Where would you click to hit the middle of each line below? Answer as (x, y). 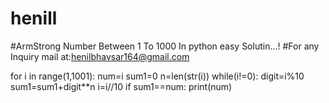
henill (34, 18)
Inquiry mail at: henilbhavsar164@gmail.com (100, 56)
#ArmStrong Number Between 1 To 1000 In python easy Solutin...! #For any (165, 46)
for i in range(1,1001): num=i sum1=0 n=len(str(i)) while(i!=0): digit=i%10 (157, 76)
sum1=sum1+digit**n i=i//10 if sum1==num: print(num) (121, 86)
